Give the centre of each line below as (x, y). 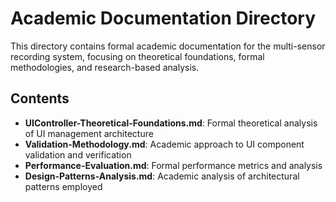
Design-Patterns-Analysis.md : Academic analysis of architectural (162, 176)
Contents (40, 98)
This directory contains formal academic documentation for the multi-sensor (168, 46)
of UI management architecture (89, 133)
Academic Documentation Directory (163, 18)
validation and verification (78, 154)
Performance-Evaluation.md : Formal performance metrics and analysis (173, 165)
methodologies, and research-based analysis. (105, 67)
